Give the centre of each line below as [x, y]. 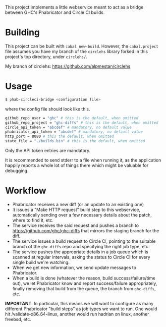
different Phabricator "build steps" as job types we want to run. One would [81, 309]
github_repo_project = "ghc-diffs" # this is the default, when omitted [82, 123]
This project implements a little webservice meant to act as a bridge [74, 7]
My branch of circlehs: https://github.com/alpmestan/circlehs [68, 66]
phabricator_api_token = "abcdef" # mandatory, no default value [74, 132]
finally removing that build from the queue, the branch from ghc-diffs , [84, 288]
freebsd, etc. [18, 319]
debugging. [17, 171]
